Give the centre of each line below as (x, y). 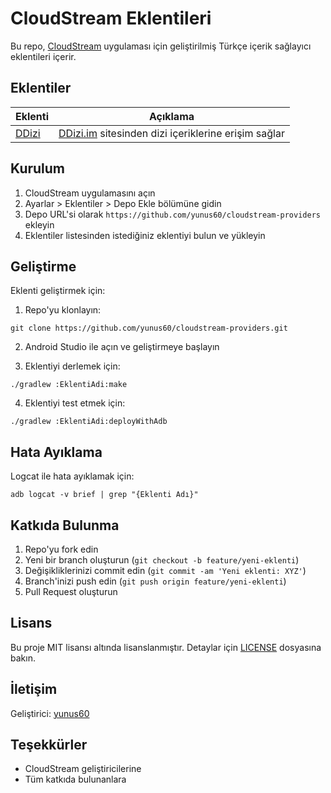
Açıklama (171, 116)
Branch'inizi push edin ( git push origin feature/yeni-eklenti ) (155, 581)
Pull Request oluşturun (71, 591)
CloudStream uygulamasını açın (90, 193)
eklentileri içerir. (43, 56)
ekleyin (39, 224)
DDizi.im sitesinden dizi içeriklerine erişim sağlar (171, 133)
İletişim (34, 689)
